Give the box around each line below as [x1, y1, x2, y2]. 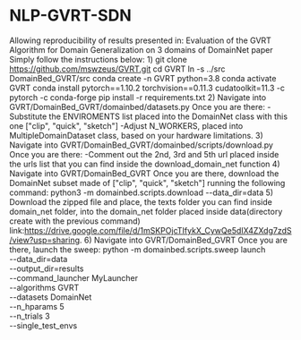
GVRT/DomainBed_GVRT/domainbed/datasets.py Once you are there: [9, 101, 266, 112]
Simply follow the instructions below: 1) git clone [9, 54, 188, 64]
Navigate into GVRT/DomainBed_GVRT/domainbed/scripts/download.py [9, 140, 273, 150]
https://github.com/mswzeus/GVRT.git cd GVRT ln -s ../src [9, 64, 226, 74]
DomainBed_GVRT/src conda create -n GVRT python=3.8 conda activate [9, 72, 277, 83]
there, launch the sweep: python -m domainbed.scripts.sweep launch [9, 243, 266, 255]
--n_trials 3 [9, 310, 51, 321]
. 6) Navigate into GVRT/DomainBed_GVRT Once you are [79, 234, 288, 245]
